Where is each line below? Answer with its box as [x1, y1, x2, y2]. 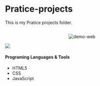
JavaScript [12, 75, 34, 81]
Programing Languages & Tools [5, 54, 70, 60]
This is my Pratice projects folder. [5, 20, 72, 25]
